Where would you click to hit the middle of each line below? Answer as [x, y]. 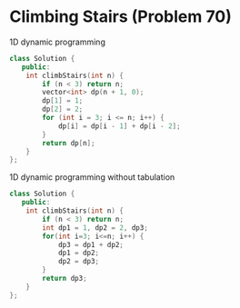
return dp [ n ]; [69, 143]
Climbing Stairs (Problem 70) [120, 17]
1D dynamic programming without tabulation [92, 177]
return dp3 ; [65, 279]
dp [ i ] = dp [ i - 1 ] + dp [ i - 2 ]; [119, 126]
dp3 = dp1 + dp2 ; [91, 244]
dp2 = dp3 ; [79, 262]
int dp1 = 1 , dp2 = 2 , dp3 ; [95, 228]
